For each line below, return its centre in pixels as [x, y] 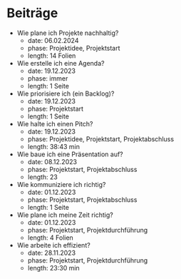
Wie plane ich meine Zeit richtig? [65, 215]
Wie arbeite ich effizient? [53, 245]
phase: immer [48, 78]
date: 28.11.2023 [52, 253]
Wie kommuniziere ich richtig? [61, 184]
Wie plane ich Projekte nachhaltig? [68, 33]
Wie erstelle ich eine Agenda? [61, 63]
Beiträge [32, 13]
